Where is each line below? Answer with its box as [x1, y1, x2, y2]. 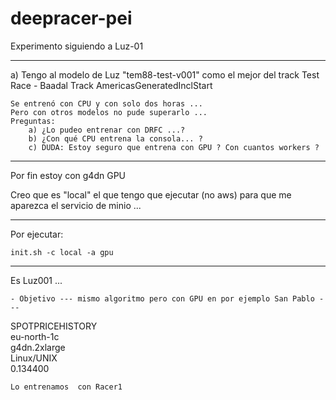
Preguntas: [10, 116, 56, 126]
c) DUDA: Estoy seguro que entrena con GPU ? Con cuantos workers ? [28, 142, 320, 152]
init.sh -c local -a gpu [10, 247, 114, 257]
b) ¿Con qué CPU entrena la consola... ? [28, 133, 203, 144]
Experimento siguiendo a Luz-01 [10, 40, 144, 52]
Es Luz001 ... [10, 274, 63, 286]
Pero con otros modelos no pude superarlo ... [10, 107, 208, 117]
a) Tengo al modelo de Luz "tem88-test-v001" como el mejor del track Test [10, 68, 320, 81]
